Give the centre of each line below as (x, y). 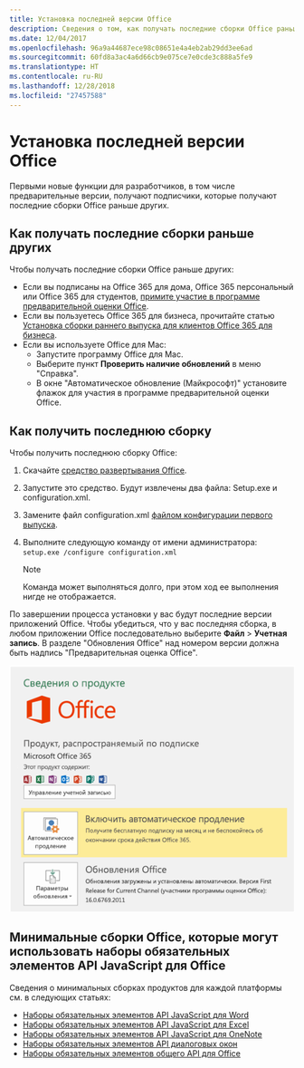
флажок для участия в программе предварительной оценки (152, 393)
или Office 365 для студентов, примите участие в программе (141, 297)
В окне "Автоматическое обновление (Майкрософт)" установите (161, 383)
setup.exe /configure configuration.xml (100, 553)
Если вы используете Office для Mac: (95, 345)
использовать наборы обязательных (120, 952)
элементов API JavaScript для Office (118, 966)
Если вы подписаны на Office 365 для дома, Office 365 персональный (158, 287)
